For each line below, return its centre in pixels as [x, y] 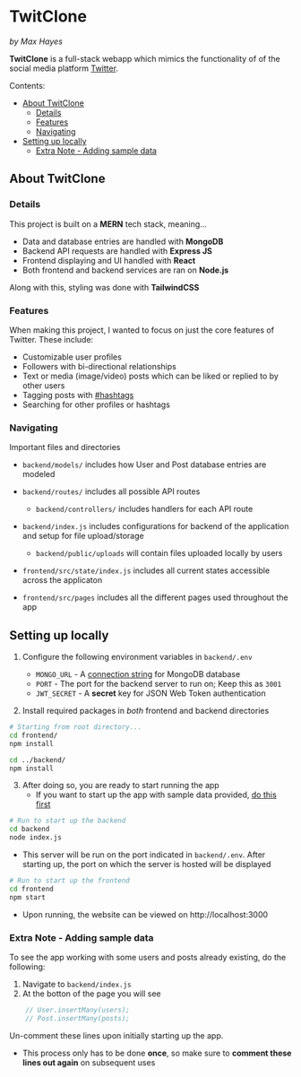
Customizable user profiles [72, 357]
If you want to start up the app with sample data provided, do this [156, 795]
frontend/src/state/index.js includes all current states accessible [146, 570]
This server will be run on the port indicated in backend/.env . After [144, 855]
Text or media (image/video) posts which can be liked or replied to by [150, 376]
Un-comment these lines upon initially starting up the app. [116, 1035]
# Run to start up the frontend [69, 881]
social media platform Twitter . [64, 68]
